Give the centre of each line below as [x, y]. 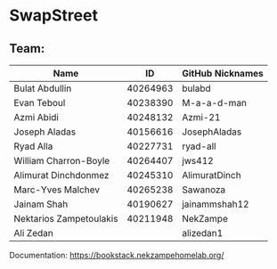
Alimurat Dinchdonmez [61, 175]
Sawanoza [204, 190]
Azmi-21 [201, 117]
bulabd [196, 88]
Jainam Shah [41, 204]
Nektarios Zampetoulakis [66, 219]
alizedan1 [203, 233]
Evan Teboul [40, 103]
